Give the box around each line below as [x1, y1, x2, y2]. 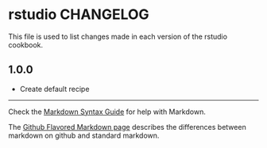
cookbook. [8, 40, 44, 49]
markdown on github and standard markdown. [8, 131, 160, 140]
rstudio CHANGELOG [8, 6, 149, 24]
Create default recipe [19, 84, 90, 93]
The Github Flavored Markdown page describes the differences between [8, 122, 246, 131]
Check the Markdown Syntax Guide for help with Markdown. [8, 107, 207, 116]
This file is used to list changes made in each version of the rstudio [8, 32, 228, 41]
